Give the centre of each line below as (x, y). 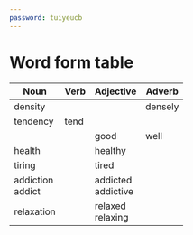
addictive (114, 191)
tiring (25, 165)
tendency (34, 121)
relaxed (110, 206)
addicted (113, 180)
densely (162, 107)
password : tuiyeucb (46, 18)
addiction (34, 180)
